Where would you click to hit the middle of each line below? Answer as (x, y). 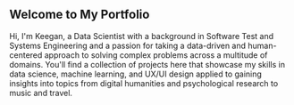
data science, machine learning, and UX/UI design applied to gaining (135, 74)
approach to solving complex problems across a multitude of (156, 55)
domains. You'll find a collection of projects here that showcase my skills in (147, 64)
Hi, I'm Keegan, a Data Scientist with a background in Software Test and (142, 36)
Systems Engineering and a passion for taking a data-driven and (128, 45)
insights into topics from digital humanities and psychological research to (144, 83)
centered (26, 55)
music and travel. (41, 93)
